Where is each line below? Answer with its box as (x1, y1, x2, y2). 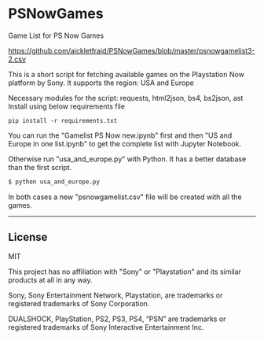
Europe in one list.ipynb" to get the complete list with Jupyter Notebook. (8, 139, 242, 148)
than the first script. (8, 162, 72, 172)
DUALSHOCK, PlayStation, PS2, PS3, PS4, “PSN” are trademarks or (8, 314, 226, 323)
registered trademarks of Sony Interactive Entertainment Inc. (8, 322, 204, 331)
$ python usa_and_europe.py (8, 178, 101, 186)
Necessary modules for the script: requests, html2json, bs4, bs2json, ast (8, 93, 244, 102)
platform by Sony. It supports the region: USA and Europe (8, 78, 194, 87)
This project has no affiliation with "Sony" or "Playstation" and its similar (8, 267, 242, 276)
